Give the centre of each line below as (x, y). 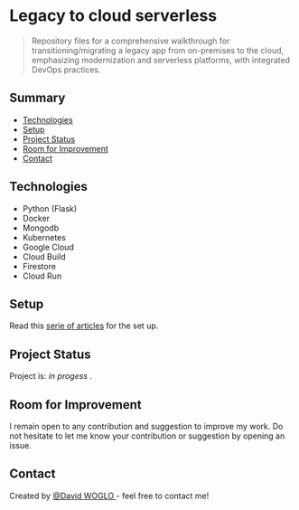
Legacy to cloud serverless (113, 16)
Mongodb (41, 228)
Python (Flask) (50, 208)
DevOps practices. (66, 70)
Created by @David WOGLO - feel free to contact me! (109, 496)
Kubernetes (44, 237)
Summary (37, 98)
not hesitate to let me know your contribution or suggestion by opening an (147, 436)
